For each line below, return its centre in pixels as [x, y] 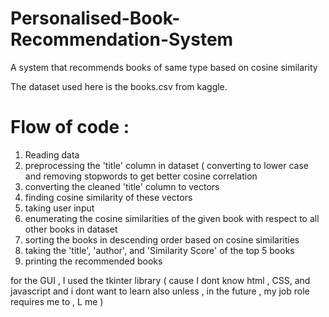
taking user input [59, 208]
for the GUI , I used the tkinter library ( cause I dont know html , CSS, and [160, 280]
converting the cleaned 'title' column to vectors [122, 186]
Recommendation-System [122, 39]
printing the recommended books [93, 261]
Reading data [52, 154]
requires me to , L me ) [57, 301]
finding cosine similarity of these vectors [108, 197]
